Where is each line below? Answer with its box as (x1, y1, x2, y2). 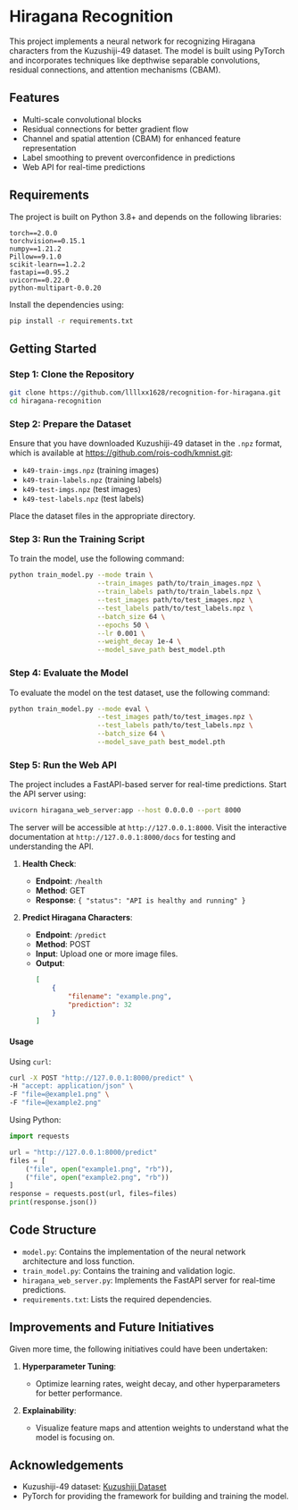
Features (9, 90, 60, 106)
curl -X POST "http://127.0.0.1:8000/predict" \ (9, 1073, 194, 1082)
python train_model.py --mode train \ (9, 571, 153, 580)
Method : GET (35, 886, 87, 896)
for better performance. (35, 1387, 123, 1398)
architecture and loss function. (21, 1255, 136, 1267)
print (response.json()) (9, 1198, 98, 1207)
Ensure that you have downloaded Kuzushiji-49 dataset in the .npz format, (9, 438, 283, 449)
